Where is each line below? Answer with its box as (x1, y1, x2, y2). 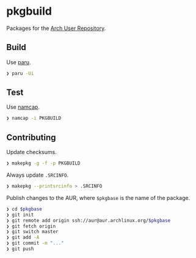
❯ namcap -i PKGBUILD (6, 115, 62, 122)
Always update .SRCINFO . (6, 171, 69, 179)
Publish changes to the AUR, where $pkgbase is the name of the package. (6, 194, 191, 201)
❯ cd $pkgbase (6, 206, 43, 212)
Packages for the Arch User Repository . (6, 24, 106, 32)
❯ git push (6, 246, 34, 252)
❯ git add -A (6, 234, 40, 241)
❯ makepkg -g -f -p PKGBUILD (6, 160, 81, 166)
